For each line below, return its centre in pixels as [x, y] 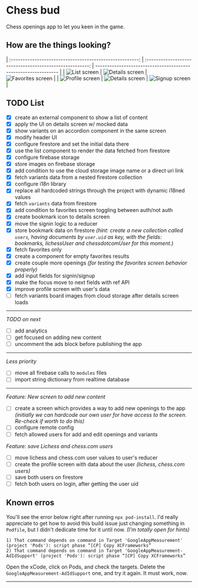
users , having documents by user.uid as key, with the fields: [88, 237]
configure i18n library [40, 184]
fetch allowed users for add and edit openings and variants [86, 434]
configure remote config [44, 427]
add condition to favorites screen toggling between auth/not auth [94, 210]
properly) [26, 269]
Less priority [22, 361]
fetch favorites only [38, 249]
